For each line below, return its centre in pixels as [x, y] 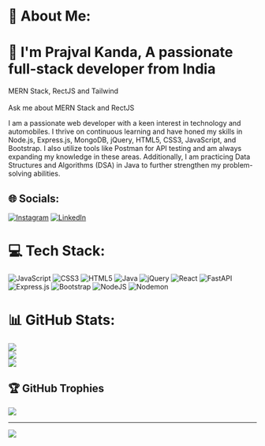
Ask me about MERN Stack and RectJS [71, 108]
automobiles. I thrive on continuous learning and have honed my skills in [125, 132]
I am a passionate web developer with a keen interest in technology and [125, 123]
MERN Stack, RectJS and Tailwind [63, 91]
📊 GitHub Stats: [62, 320]
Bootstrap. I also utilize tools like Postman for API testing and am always [125, 149]
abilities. [47, 174]
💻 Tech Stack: [57, 251]
